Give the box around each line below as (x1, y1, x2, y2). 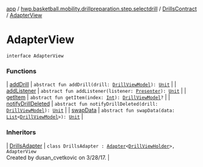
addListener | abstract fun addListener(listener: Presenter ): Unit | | (6, 87, 187, 95)
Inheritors (6, 128, 36, 137)
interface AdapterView (6, 53, 64, 59)
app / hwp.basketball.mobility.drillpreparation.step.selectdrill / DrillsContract (6, 5, 198, 12)
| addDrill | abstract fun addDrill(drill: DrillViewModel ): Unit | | (6, 81, 176, 88)
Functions (6, 67, 36, 75)
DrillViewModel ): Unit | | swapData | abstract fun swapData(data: (6, 106, 175, 114)
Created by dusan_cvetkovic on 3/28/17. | (6, 154, 110, 161)
